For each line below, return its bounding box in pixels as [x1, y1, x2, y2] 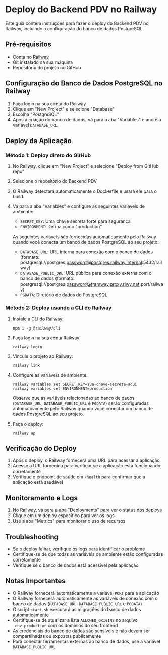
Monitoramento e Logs [5, 494, 78, 502]
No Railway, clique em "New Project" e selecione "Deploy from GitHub [12, 163, 159, 169]
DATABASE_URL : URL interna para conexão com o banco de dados [20, 249, 153, 255]
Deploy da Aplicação [5, 136, 72, 145]
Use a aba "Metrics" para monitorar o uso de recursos [12, 518, 126, 524]
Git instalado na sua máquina [12, 59, 73, 65]
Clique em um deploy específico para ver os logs [12, 512, 115, 519]
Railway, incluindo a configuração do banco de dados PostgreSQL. [5, 25, 144, 31]
